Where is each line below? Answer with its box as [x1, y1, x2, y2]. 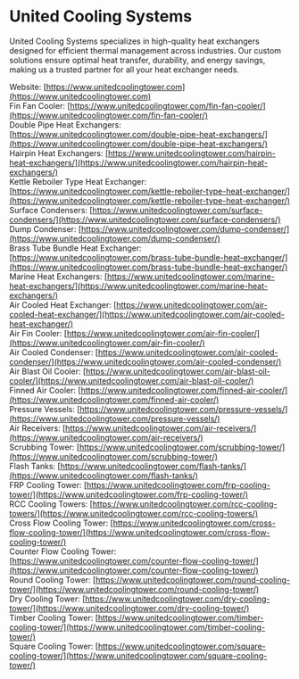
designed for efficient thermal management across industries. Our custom [9, 45, 282, 55]
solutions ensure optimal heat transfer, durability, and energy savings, [9, 54, 266, 65]
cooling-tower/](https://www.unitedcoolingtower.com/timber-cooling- [9, 622, 266, 633]
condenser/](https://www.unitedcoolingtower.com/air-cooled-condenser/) [9, 356, 282, 367]
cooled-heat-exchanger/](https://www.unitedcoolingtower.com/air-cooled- [9, 309, 286, 319]
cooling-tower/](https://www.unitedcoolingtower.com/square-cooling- [9, 650, 268, 661]
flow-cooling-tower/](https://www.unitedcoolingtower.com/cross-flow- [9, 526, 270, 537]
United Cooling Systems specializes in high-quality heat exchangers [9, 36, 261, 46]
